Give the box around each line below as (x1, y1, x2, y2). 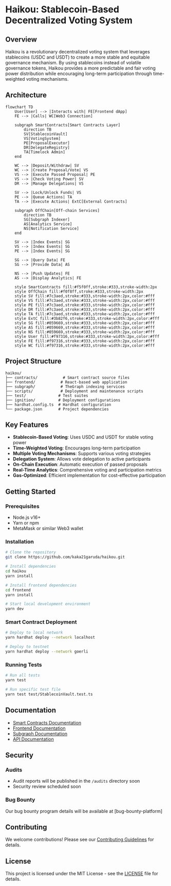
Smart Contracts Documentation (12, 719, 81, 726)
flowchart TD (5, 104, 33, 110)
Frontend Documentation (12, 725, 66, 731)
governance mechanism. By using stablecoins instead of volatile (5, 60, 141, 65)
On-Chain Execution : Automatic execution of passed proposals (12, 461, 148, 467)
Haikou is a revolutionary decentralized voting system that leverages (5, 49, 150, 55)
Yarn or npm (12, 520, 40, 526)
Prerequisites (5, 502, 40, 510)
